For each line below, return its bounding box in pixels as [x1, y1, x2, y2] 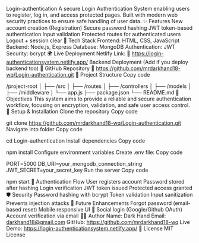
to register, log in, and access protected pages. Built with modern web [6, 11, 178, 18]
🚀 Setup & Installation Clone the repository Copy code [6, 108, 138, 115]
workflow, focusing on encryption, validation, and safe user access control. [6, 102, 190, 109]
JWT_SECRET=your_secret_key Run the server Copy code [6, 166, 149, 173]
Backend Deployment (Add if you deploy [89, 59, 188, 65]
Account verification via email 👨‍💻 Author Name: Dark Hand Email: [6, 212, 166, 219]
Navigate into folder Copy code [6, 126, 83, 132]
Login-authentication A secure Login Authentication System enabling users [6, 5, 190, 12]
